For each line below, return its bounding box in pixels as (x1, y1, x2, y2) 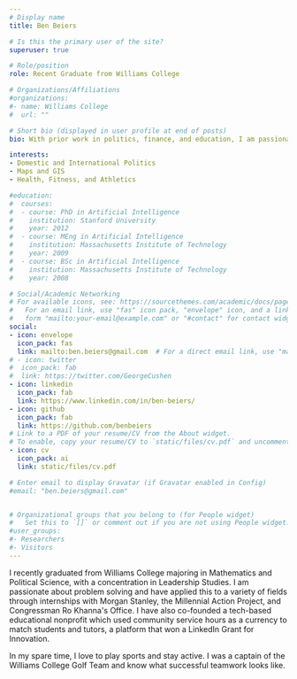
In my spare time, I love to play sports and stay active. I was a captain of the (9, 650, 286, 660)
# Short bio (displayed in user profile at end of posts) (9, 126, 227, 135)
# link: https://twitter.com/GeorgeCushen (9, 372, 172, 381)
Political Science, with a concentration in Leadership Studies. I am (9, 576, 249, 587)
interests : (9, 150, 49, 159)
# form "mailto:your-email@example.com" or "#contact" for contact (9, 314, 271, 323)
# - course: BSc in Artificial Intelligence (9, 257, 179, 266)
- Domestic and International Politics (9, 158, 156, 168)
